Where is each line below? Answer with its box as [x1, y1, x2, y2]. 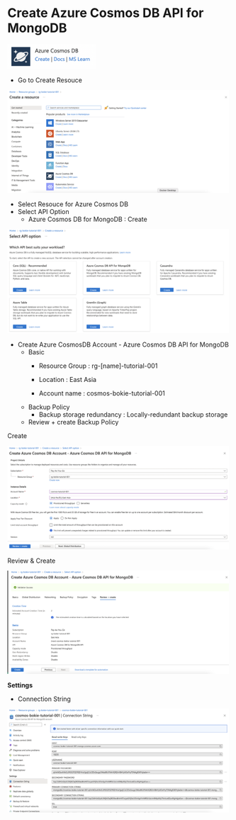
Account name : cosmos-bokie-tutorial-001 [38, 388, 165, 398]
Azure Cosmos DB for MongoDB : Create [28, 215, 147, 223]
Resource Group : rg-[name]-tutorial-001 [38, 361, 158, 370]
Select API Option [17, 207, 69, 215]
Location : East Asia [38, 375, 97, 383]
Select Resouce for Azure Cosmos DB [17, 200, 129, 208]
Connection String [17, 695, 71, 703]
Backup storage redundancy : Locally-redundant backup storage [38, 410, 228, 419]
